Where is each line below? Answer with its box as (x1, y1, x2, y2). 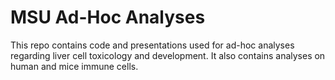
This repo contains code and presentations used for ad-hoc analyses (10, 39, 295, 51)
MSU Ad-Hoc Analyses (10, 6, 206, 29)
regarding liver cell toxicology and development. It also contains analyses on (10, 49, 326, 61)
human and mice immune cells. (10, 60, 139, 72)
